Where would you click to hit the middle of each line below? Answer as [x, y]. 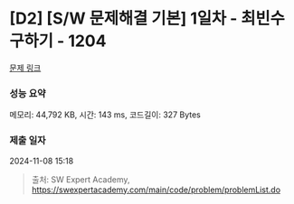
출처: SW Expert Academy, [81, 179]
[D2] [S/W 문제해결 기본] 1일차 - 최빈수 [147, 19]
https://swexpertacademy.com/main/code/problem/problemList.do [156, 190]
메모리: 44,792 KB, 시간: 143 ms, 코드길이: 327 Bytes [105, 115]
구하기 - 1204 [58, 41]
